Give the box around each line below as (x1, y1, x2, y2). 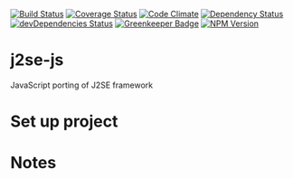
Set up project (10, 111, 118, 132)
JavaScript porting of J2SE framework (10, 80, 154, 90)
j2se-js (10, 50, 64, 70)
